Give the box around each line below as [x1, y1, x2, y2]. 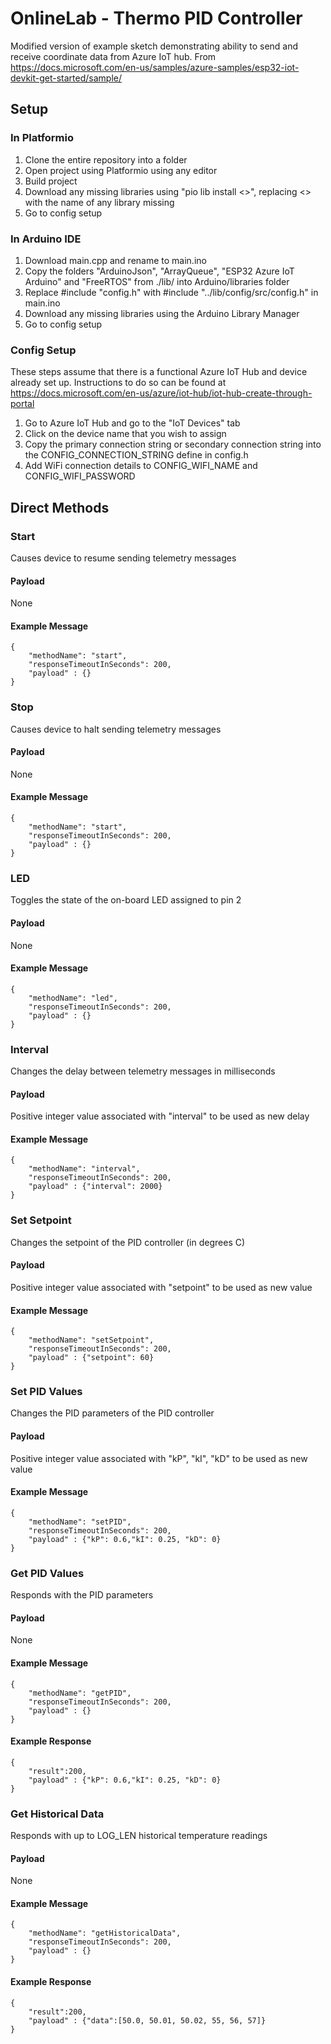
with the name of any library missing [24, 196, 175, 208]
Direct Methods [10, 499, 110, 516]
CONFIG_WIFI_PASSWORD [24, 470, 136, 482]
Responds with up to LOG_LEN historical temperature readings [10, 1830, 268, 1842]
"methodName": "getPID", [28, 1688, 132, 1698]
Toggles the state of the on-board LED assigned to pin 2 [10, 894, 242, 906]
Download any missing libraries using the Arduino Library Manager [24, 307, 300, 319]
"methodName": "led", [28, 993, 118, 1003]
